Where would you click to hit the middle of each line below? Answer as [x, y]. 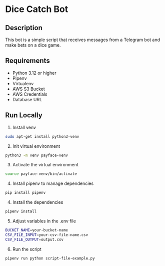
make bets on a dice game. [33, 45]
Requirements [27, 61]
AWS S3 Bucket [28, 89]
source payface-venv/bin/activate [41, 174]
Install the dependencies [38, 202]
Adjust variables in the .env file [44, 221]
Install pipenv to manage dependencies [53, 183]
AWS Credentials [30, 94]
